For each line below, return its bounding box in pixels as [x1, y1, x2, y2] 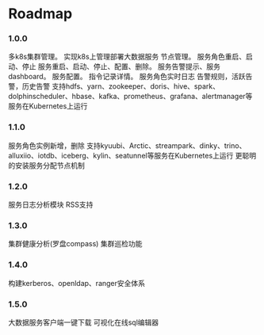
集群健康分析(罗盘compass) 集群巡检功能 [8, 239, 143, 249]
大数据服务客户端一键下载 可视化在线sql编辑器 [8, 318, 159, 327]
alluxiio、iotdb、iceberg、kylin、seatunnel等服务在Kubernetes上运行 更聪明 [8, 150, 257, 160]
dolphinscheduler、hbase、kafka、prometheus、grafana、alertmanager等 [8, 92, 253, 101]
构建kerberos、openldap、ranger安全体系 [8, 278, 145, 287]
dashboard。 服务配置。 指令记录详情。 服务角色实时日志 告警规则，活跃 [8, 72, 246, 82]
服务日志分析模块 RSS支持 [8, 200, 94, 210]
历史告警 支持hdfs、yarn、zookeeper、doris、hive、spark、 [21, 82, 220, 91]
